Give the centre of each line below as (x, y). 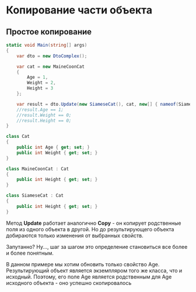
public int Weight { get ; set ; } (57, 152)
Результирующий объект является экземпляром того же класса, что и (94, 270)
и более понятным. (30, 253)
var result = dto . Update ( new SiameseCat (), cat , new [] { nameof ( (98, 104)
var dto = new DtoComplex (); (52, 56)
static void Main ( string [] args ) (47, 45)
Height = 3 (40, 88)
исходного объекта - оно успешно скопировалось (69, 283)
